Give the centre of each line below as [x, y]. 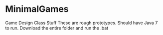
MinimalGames [37, 9]
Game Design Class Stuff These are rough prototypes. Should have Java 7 [81, 23]
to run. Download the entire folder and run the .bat [57, 28]
